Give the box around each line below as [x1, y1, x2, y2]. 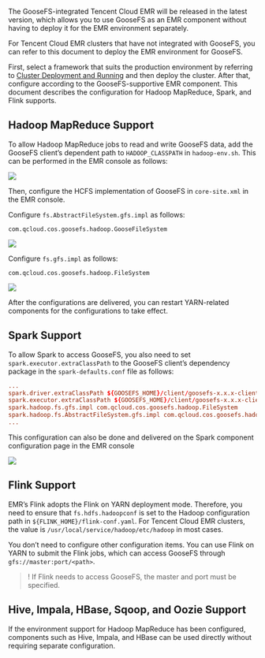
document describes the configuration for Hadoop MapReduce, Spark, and [8, 87, 252, 97]
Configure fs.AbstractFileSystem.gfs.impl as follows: [8, 210, 185, 219]
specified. [27, 580, 61, 589]
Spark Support [8, 329, 82, 342]
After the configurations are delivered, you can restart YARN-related [8, 297, 230, 307]
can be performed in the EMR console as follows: [8, 156, 168, 165]
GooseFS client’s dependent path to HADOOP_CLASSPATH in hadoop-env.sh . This [8, 147, 256, 157]
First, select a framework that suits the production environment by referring [8, 62, 253, 72]
